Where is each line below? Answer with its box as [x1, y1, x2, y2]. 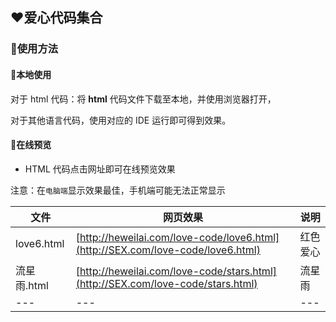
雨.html [15, 278, 49, 292]
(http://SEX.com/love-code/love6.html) [75, 243, 261, 257]
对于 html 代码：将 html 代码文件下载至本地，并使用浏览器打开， [10, 93, 277, 105]
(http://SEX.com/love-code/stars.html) [75, 276, 258, 290]
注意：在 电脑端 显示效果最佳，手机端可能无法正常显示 [10, 184, 226, 196]
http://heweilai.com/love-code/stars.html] [79, 264, 278, 278]
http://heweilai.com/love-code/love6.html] [79, 230, 280, 244]
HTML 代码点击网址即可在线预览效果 [24, 163, 176, 175]
